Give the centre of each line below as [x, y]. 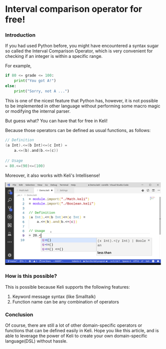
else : [11, 86]
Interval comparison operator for [74, 9]
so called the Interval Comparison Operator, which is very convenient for [79, 51]
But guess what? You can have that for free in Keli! [56, 121]
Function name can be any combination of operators [66, 302]
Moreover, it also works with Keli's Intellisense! [53, 175]
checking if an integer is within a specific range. [54, 56]
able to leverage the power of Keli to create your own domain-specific [76, 336]
